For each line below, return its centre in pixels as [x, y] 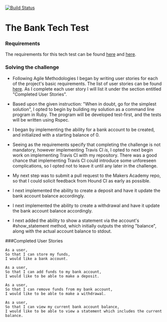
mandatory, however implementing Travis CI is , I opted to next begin [83, 149]
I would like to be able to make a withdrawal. [56, 293]
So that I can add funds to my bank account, [53, 272]
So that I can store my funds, [38, 254]
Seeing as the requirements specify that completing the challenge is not [86, 144]
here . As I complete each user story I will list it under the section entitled [87, 89]
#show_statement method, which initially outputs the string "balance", [84, 225]
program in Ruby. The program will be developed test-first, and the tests [87, 114]
